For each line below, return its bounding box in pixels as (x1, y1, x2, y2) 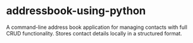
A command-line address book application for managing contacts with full (6, 24, 188, 31)
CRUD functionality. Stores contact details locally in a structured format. (6, 29, 182, 37)
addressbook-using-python (6, 4, 146, 18)
